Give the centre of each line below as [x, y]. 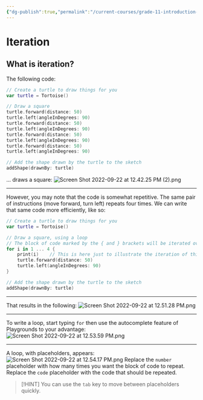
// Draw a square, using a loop [47, 238]
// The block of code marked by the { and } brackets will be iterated [98, 243]
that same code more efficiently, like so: [56, 210]
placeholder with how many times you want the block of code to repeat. [96, 366]
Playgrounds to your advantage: [46, 329]
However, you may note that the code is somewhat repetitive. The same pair [101, 197]
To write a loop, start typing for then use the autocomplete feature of [92, 322]
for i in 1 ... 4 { [31, 249]
